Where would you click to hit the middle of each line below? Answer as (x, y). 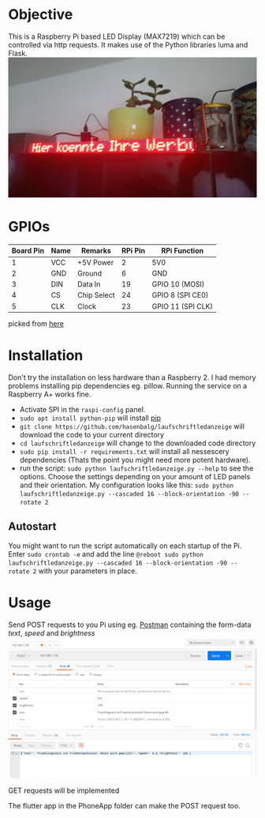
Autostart (32, 527)
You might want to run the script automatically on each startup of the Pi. (125, 546)
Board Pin (28, 251)
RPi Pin (134, 251)
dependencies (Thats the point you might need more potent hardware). (135, 460)
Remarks (97, 251)
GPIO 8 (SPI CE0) (180, 295)
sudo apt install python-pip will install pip (90, 418)
